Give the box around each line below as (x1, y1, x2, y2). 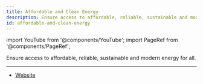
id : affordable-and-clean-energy (6, 20, 91, 26)
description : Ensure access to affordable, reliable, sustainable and (6, 14, 188, 20)
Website (14, 71, 36, 79)
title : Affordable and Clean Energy (6, 8, 98, 15)
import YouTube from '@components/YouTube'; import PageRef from (6, 37, 178, 44)
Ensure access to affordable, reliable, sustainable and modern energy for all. (6, 55, 196, 62)
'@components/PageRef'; (6, 43, 71, 50)
